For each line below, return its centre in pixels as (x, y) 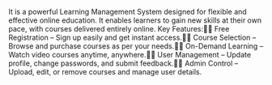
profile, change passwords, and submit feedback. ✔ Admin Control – (123, 63)
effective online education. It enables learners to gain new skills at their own (135, 20)
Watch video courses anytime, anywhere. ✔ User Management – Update (130, 55)
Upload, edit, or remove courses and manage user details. (105, 72)
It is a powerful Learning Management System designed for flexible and (127, 12)
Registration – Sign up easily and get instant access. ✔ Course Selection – (132, 37)
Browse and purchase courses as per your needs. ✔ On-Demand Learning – (136, 46)
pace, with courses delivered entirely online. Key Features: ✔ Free (119, 29)
